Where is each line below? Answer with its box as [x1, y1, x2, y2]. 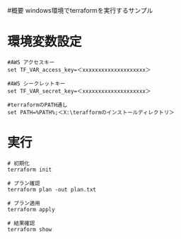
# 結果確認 [7, 219, 35, 227]
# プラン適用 [7, 199, 40, 207]
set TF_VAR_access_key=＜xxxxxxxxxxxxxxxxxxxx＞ [7, 66, 151, 73]
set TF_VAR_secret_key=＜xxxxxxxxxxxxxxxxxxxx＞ [7, 87, 151, 94]
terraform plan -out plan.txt [7, 186, 97, 193]
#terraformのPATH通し [7, 101, 68, 109]
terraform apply [7, 206, 55, 213]
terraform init [7, 166, 52, 173]
